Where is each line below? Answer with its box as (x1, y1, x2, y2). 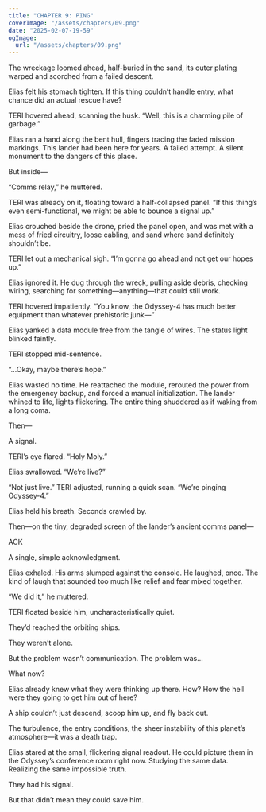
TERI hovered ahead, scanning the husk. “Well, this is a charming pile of (8, 111, 244, 120)
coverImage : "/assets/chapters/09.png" (8, 19, 141, 27)
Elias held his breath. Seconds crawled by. (8, 507, 147, 516)
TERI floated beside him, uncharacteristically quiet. (8, 608, 175, 617)
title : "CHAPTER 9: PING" (8, 11, 94, 20)
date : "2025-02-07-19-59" (8, 26, 94, 34)
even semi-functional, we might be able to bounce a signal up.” (8, 206, 215, 216)
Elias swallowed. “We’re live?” (8, 467, 106, 477)
